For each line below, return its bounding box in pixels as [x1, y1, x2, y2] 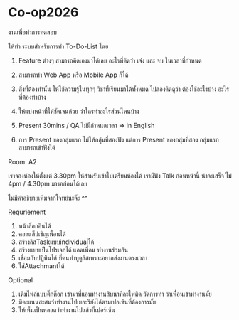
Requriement [8, 208, 46, 216]
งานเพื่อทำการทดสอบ [8, 28, 58, 36]
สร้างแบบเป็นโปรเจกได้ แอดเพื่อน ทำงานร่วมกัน [18, 245, 129, 254]
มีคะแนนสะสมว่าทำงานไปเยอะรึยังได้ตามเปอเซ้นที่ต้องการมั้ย [18, 297, 156, 306]
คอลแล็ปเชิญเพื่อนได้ [18, 229, 66, 238]
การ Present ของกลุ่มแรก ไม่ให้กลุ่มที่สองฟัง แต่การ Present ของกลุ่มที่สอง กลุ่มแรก [18, 135, 219, 144]
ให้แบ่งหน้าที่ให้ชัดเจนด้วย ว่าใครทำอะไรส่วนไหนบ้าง [18, 107, 139, 115]
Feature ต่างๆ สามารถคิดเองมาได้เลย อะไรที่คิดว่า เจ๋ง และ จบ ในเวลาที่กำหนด [18, 56, 202, 65]
